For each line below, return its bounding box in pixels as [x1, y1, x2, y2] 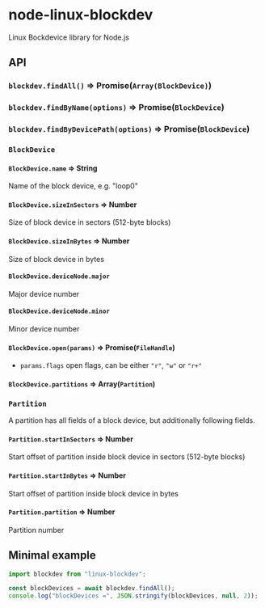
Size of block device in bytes [8, 254, 105, 264]
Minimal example [8, 548, 97, 563]
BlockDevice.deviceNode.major [8, 272, 111, 281]
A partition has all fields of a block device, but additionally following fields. [8, 416, 256, 425]
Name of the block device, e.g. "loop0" [8, 181, 139, 191]
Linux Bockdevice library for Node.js [8, 32, 129, 42]
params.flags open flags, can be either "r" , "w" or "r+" [19, 361, 203, 370]
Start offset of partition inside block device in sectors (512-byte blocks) [8, 452, 246, 462]
